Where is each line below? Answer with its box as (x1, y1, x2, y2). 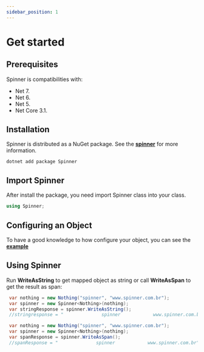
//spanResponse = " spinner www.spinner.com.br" (8, 339, 200, 346)
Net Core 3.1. (15, 107, 47, 114)
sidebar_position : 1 (6, 9, 59, 15)
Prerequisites (6, 59, 58, 70)
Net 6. (15, 94, 31, 101)
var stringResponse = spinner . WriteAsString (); (8, 306, 132, 312)
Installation (6, 124, 50, 135)
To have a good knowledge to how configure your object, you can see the (6, 236, 191, 244)
